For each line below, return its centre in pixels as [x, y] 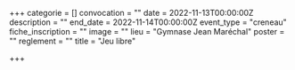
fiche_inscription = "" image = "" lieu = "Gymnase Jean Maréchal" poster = [147, 31]
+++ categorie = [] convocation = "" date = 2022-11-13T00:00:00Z [131, 13]
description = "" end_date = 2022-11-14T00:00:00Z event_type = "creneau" [148, 22]
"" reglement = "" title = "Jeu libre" [73, 41]
